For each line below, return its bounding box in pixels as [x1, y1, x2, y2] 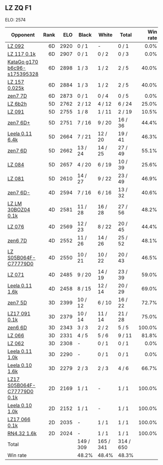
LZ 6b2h [7, 100, 27, 107]
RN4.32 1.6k [7, 430, 37, 437]
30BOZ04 [7, 206, 31, 213]
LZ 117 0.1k [7, 51, 36, 57]
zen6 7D [7, 237, 27, 244]
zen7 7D [7, 92, 27, 99]
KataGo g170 [7, 58, 38, 65]
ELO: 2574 [5, 17, 26, 22]
